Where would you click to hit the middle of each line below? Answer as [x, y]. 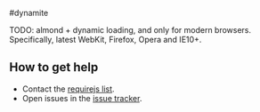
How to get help [54, 67]
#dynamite [29, 13]
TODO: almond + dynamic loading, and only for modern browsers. [130, 30]
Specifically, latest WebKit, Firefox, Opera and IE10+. [106, 40]
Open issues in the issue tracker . [82, 98]
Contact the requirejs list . [68, 89]
